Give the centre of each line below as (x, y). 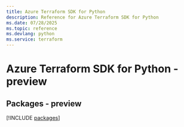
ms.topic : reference (32, 28)
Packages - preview (44, 103)
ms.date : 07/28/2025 (32, 23)
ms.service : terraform (34, 39)
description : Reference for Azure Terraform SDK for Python (83, 17)
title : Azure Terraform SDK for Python (56, 12)
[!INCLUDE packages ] (33, 118)
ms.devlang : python (30, 34)
